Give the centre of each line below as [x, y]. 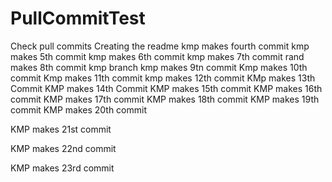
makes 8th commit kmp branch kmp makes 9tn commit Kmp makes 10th [159, 67]
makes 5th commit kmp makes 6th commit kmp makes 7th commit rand [157, 56]
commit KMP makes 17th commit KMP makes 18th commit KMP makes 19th [165, 99]
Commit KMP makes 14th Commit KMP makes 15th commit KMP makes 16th [166, 88]
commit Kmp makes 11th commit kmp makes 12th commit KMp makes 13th [163, 78]
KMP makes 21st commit [61, 129]
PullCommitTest [78, 18]
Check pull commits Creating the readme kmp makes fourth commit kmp [160, 46]
